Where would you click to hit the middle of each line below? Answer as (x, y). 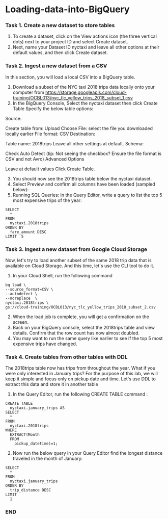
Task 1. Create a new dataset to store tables (60, 25)
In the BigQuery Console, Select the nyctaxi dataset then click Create (85, 103)
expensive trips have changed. (45, 344)
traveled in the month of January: (48, 459)
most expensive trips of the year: (47, 200)
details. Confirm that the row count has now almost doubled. (76, 333)
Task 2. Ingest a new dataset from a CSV (56, 66)
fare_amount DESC (28, 232)
